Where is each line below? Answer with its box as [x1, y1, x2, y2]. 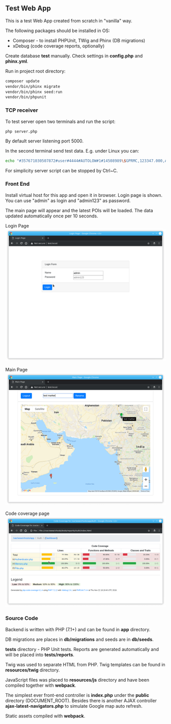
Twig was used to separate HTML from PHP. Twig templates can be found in [5, 661, 165, 667]
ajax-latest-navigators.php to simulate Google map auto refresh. [5, 703, 142, 709]
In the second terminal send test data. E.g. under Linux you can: [5, 148, 139, 154]
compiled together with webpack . [5, 682, 76, 688]
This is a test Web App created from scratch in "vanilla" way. [5, 17, 132, 23]
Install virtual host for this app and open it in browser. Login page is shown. [5, 192, 163, 198]
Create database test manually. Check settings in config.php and [5, 53, 143, 59]
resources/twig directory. [5, 667, 60, 673]
